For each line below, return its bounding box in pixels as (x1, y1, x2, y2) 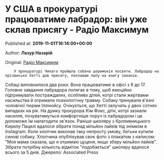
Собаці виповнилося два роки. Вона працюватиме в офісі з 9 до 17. (5, 82, 146, 88)
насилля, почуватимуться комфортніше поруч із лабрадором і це (5, 113, 143, 118)
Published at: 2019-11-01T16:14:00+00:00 (5, 40, 92, 46)
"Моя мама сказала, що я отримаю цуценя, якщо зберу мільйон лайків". (5, 138, 157, 145)
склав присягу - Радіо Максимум (5, 24, 149, 35)
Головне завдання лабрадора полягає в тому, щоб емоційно (5, 87, 132, 92)
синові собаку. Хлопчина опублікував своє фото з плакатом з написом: (5, 134, 156, 139)
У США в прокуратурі (5, 3, 98, 15)
